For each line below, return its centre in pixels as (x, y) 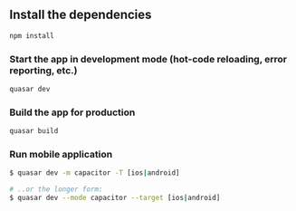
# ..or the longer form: (56, 189)
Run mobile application (61, 154)
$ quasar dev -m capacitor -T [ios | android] (95, 173)
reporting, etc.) (43, 70)
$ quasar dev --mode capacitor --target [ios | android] (115, 198)
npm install (32, 35)
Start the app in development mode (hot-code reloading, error (148, 59)
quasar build (34, 131)
